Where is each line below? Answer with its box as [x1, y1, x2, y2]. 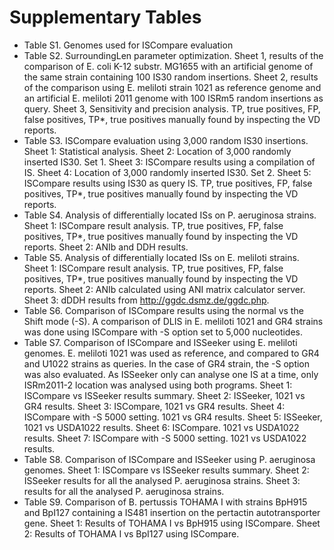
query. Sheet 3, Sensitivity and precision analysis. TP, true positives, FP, [23, 102, 321, 115]
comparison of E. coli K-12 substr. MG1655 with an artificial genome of [23, 60, 314, 72]
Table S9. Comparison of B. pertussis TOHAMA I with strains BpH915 [23, 496, 308, 508]
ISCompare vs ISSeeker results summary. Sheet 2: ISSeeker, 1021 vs [23, 389, 306, 401]
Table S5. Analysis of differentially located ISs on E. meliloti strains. [23, 251, 300, 263]
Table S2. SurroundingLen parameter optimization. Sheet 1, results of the [23, 49, 324, 61]
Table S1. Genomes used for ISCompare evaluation [23, 39, 234, 51]
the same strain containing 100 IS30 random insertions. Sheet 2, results [23, 71, 319, 83]
